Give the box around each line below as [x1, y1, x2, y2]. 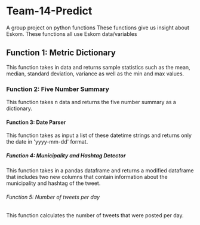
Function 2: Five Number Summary [6, 85, 109, 93]
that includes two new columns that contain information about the [6, 174, 168, 181]
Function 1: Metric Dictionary [6, 48, 116, 58]
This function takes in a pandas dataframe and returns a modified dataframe [6, 167, 194, 174]
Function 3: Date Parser [6, 118, 66, 126]
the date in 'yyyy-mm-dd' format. [6, 138, 88, 145]
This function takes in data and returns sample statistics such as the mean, [6, 63, 190, 71]
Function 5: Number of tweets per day [6, 193, 100, 200]
